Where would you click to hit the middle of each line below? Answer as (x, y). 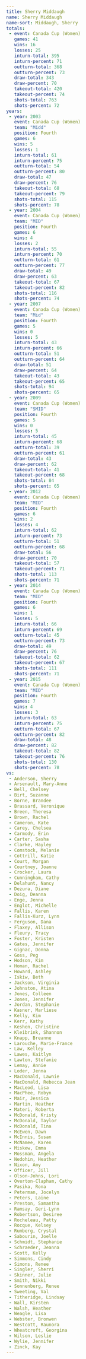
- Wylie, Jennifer (31, 1341)
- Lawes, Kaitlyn (30, 1055)
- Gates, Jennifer (31, 944)
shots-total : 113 (36, 574)
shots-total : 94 (34, 387)
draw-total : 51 (33, 365)
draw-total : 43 (33, 458)
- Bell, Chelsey (29, 790)
